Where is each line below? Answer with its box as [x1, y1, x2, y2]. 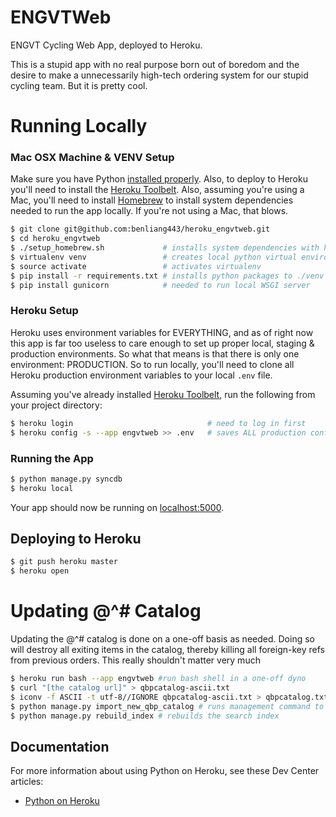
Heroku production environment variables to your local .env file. [10, 369, 273, 381]
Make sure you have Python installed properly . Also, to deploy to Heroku [10, 173, 308, 185]
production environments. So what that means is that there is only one [10, 347, 300, 360]
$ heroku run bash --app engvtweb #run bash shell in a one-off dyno [10, 674, 307, 684]
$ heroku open [10, 566, 70, 576]
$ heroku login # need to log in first [10, 418, 307, 428]
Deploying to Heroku [10, 531, 142, 548]
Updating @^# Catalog [10, 600, 202, 623]
